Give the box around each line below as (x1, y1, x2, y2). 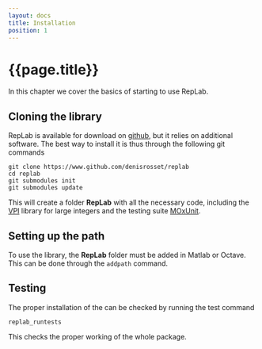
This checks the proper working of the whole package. (8, 332, 188, 341)
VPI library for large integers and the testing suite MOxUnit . (8, 206, 201, 216)
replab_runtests (8, 318, 62, 326)
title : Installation (8, 19, 77, 27)
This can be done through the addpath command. (8, 259, 169, 268)
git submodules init (8, 177, 77, 185)
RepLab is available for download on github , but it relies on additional (8, 131, 234, 140)
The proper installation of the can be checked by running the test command (8, 302, 255, 312)
